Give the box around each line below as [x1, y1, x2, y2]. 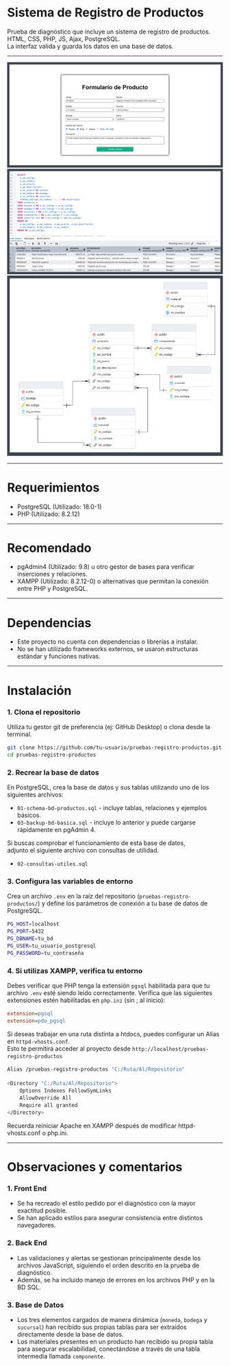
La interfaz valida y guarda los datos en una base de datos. [7, 42, 174, 50]
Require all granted [19, 1102, 78, 1109]
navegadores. [16, 1221, 56, 1230]
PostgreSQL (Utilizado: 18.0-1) [16, 502, 102, 511]
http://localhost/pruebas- [132, 1045, 209, 1053]
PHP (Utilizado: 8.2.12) [16, 509, 80, 518]
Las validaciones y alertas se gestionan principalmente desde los [16, 1254, 201, 1262]
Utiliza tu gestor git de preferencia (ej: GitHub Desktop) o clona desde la [7, 722, 211, 731]
